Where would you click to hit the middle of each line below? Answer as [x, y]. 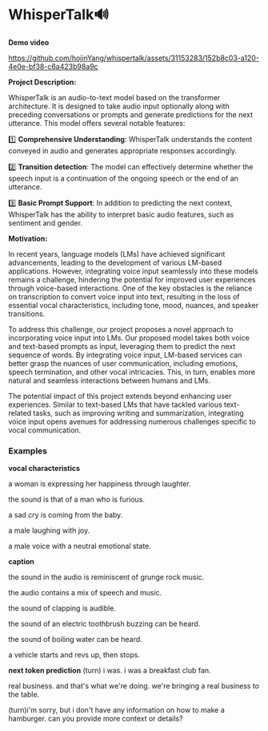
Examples [28, 451]
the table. [24, 695]
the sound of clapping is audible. [62, 608]
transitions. [27, 314]
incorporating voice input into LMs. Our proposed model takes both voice [129, 338]
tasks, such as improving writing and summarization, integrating [138, 412]
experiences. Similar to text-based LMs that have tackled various [115, 404]
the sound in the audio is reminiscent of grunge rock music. [106, 577]
